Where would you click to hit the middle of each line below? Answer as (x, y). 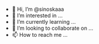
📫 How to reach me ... (40, 35)
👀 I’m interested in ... (37, 15)
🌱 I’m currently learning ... (44, 22)
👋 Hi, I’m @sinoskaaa (38, 9)
